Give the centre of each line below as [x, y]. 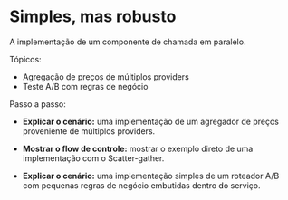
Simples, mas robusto [93, 17]
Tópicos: [26, 59]
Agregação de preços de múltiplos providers [106, 76]
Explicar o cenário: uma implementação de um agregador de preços [150, 121]
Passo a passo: [38, 104]
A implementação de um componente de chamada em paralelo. [128, 42]
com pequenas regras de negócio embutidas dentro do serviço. [141, 185]
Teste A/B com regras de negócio [85, 86]
